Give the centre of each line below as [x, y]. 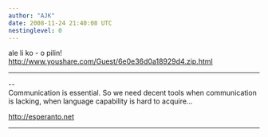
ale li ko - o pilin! [35, 53]
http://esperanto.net [41, 117]
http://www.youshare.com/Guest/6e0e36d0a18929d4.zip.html [110, 61]
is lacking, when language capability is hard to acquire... [100, 101]
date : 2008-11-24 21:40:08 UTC [60, 23]
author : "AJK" [32, 16]
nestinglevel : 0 [35, 30]
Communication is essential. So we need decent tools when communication [132, 93]
